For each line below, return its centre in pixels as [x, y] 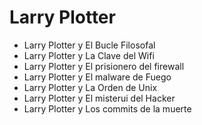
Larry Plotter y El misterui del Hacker [99, 98]
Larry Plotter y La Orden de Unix [90, 87]
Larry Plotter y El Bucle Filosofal [89, 45]
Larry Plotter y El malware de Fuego [97, 77]
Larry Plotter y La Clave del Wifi [89, 55]
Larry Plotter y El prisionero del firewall [104, 66]
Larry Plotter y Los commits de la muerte [107, 108]
